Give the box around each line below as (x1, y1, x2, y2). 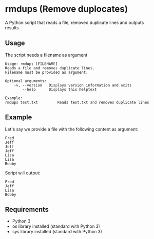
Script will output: (5, 170, 40, 175)
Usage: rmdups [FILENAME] (5, 61, 58, 66)
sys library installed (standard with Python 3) (12, 229, 102, 235)
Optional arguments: (5, 78, 47, 84)
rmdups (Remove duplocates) (5, 3, 128, 15)
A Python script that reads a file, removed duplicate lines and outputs (5, 20, 144, 25)
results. (5, 24, 20, 30)
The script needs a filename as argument (5, 52, 88, 58)
